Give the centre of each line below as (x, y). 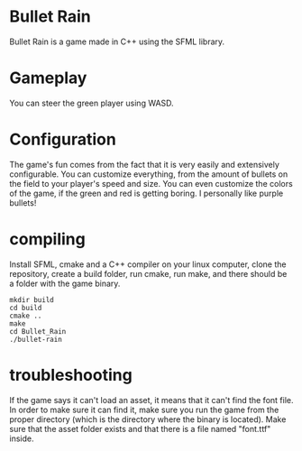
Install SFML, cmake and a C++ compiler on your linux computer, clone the (148, 264)
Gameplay (48, 78)
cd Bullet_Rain (38, 331)
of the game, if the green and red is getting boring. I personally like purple (146, 193)
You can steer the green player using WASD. (92, 103)
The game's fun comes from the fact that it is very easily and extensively (144, 164)
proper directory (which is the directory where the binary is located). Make (148, 419)
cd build (26, 308)
